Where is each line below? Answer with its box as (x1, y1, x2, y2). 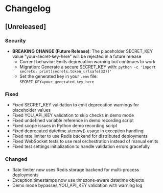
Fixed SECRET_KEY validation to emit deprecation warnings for (12, 102, 140, 108)
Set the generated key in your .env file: (19, 73, 98, 79)
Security (5, 37, 26, 44)
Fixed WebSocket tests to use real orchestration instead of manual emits (12, 138, 159, 145)
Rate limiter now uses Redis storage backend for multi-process (12, 167, 140, 173)
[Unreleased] (5, 23, 47, 31)
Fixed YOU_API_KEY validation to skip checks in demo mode (12, 112, 134, 118)
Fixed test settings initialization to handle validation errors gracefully (12, 144, 150, 149)
